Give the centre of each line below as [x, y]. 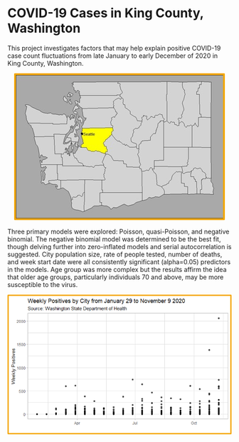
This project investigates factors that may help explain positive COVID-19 [114, 48]
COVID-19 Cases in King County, [106, 13]
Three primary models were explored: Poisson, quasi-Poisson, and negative [118, 231]
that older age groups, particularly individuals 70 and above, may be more [116, 277]
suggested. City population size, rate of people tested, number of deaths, [115, 254]
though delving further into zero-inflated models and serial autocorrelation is [119, 246]
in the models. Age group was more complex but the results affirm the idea [117, 269]
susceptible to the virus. [43, 284]
